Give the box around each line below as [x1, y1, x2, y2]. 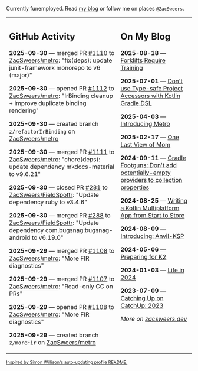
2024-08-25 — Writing [120, 196, 188, 204]
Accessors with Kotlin [120, 92, 181, 100]
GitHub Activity [9, 31, 75, 42]
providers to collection [120, 175, 183, 184]
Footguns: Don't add [120, 161, 177, 169]
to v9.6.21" [9, 170, 41, 178]
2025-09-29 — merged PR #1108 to [9, 246, 115, 255]
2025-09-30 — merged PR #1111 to [9, 148, 115, 156]
